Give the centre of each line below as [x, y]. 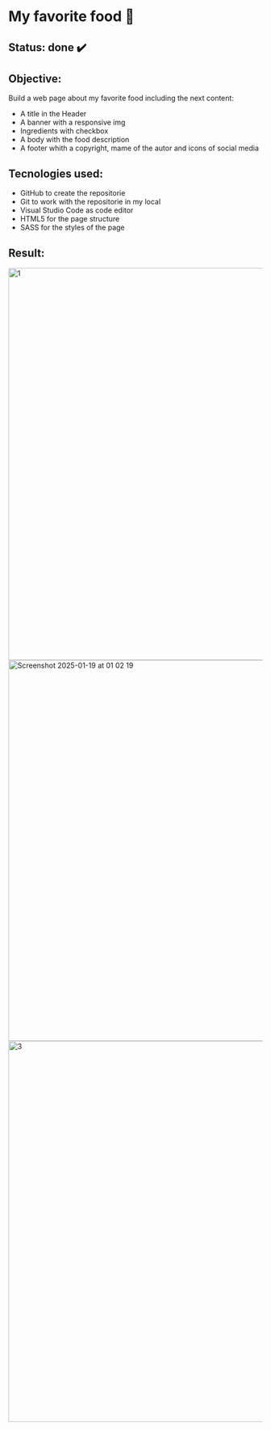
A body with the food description [75, 140]
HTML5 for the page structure [70, 219]
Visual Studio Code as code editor [77, 210]
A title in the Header [53, 114]
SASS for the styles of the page [72, 228]
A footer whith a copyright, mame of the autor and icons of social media [140, 148]
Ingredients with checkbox [64, 131]
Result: [27, 253]
